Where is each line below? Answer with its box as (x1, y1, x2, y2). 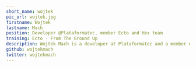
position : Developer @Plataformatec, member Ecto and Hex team (6, 30, 163, 36)
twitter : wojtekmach (6, 52, 57, 58)
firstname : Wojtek (6, 19, 51, 25)
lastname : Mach (6, 24, 43, 31)
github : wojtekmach (6, 47, 54, 52)
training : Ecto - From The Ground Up (6, 36, 98, 41)
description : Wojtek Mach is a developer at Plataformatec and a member (6, 41, 187, 47)
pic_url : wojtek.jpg (6, 14, 57, 20)
